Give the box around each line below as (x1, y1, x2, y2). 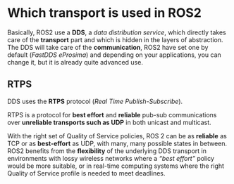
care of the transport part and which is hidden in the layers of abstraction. (7, 35, 223, 44)
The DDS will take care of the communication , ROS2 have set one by (7, 43, 209, 51)
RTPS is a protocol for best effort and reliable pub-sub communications (7, 110, 217, 119)
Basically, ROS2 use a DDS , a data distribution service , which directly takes (7, 28, 227, 37)
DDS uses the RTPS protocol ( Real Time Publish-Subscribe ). (7, 97, 183, 105)
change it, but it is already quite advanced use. (7, 58, 143, 66)
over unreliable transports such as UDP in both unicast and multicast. (7, 118, 211, 126)
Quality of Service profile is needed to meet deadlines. (7, 169, 166, 177)
